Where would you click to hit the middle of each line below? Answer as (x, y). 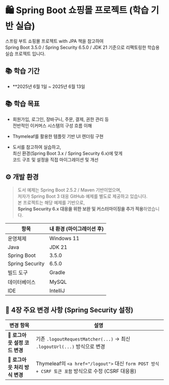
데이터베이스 (22, 282)
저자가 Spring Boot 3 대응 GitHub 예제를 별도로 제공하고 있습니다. (82, 196)
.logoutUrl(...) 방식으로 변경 (71, 347)
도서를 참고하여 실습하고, (37, 147)
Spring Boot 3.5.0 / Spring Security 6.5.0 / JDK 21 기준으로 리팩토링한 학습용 (82, 47)
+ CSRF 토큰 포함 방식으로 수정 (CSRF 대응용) (86, 371)
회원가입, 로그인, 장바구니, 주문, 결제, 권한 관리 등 (61, 119)
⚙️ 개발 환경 (22, 177)
